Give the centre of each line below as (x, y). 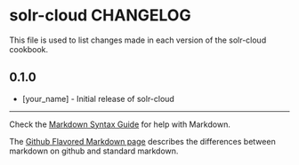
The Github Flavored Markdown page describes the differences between (142, 141)
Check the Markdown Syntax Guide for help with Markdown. (120, 124)
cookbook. (29, 49)
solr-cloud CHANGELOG (100, 16)
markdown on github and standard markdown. (94, 151)
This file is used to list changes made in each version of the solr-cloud (138, 40)
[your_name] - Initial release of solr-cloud (98, 98)
